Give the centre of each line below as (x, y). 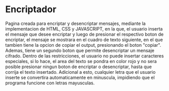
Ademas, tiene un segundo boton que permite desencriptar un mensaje (80, 50)
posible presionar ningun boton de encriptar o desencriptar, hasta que (79, 67)
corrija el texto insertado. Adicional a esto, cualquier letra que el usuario (80, 72)
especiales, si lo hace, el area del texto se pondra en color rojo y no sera (81, 61)
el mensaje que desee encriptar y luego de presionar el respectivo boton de (84, 34)
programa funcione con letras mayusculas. (50, 83)
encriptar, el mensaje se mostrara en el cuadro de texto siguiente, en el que (84, 40)
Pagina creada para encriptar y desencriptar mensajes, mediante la (76, 23)
